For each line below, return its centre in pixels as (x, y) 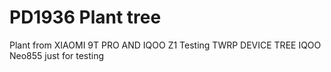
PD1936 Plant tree (85, 17)
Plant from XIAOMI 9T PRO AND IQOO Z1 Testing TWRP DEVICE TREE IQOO (165, 45)
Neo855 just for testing (57, 55)
